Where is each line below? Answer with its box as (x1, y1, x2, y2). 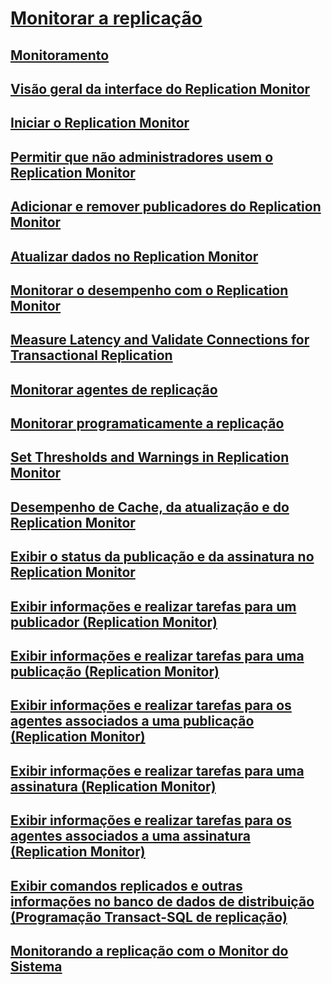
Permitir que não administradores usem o (10, 148, 274, 166)
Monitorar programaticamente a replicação (10, 415, 285, 432)
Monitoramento (10, 47, 110, 64)
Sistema (10, 958, 63, 975)
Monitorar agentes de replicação (10, 381, 218, 398)
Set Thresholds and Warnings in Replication (10, 449, 290, 466)
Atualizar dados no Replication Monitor (10, 248, 259, 265)
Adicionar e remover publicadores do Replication (10, 198, 322, 216)
